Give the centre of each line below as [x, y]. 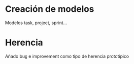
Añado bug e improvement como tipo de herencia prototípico [67, 56]
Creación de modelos [50, 9]
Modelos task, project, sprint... [36, 23]
